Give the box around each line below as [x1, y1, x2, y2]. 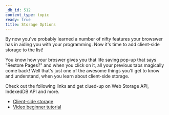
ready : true [5, 17, 31, 22]
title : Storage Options [5, 22, 56, 27]
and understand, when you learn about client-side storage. [5, 73, 130, 80]
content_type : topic [5, 12, 50, 17]
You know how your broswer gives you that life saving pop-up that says [5, 57, 157, 63]
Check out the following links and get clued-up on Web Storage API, [5, 83, 150, 89]
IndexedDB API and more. [5, 88, 60, 95]
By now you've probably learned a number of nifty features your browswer [5, 36, 163, 42]
